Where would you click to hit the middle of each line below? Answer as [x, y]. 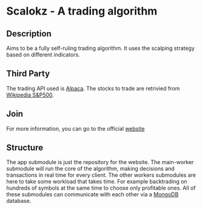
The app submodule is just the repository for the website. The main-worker [100, 162]
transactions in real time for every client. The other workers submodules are [101, 175]
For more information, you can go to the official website [76, 128]
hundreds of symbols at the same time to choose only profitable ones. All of [101, 188]
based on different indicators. [43, 55]
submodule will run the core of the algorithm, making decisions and [90, 169]
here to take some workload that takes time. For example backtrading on [97, 182]
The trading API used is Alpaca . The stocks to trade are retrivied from [93, 88]
